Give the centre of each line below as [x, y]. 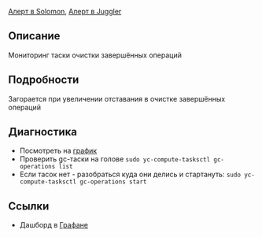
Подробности [44, 80]
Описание [34, 36]
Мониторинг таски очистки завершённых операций [95, 55]
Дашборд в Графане [54, 225]
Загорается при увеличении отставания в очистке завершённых [117, 98]
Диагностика [42, 132]
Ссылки [29, 206]
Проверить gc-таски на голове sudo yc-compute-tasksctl [115, 159]
